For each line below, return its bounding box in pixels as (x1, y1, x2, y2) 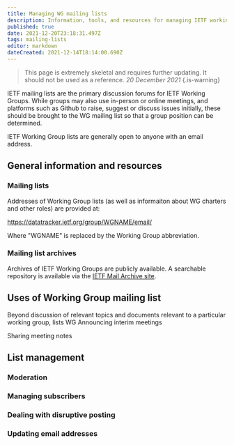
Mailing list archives (7, 248, 77, 258)
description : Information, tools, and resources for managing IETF (7, 17, 208, 24)
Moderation (7, 372, 47, 382)
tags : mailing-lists (7, 36, 68, 43)
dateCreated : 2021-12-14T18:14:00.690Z (7, 50, 123, 56)
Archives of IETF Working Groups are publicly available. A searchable (7, 264, 207, 273)
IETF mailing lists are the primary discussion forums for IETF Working (7, 89, 205, 98)
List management (7, 352, 85, 363)
